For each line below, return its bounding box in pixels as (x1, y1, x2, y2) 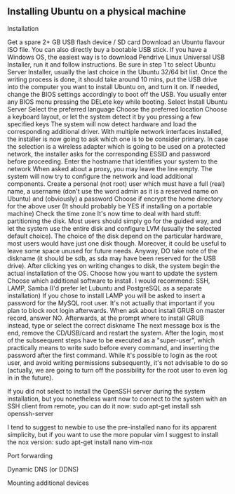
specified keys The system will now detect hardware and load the (7, 119, 197, 128)
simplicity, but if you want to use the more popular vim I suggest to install (7, 430, 219, 439)
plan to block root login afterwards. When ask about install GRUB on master (7, 306, 226, 314)
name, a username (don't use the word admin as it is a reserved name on (7, 187, 219, 195)
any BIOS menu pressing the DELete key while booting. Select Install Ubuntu (7, 98, 228, 106)
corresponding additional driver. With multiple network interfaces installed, (7, 127, 223, 135)
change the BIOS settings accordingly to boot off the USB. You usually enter (7, 90, 227, 98)
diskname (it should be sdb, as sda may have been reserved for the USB (7, 254, 216, 262)
